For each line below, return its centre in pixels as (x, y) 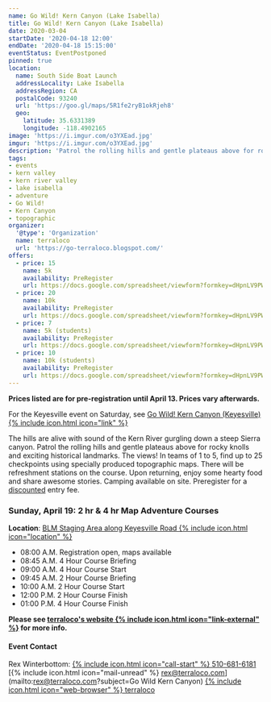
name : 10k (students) (59, 361)
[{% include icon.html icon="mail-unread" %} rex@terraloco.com (117, 673)
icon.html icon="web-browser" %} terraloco (82, 690)
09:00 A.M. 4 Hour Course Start (73, 569)
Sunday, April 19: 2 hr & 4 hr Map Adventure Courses (114, 510)
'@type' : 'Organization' (57, 233)
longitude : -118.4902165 (65, 128)
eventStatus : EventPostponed (57, 53)
